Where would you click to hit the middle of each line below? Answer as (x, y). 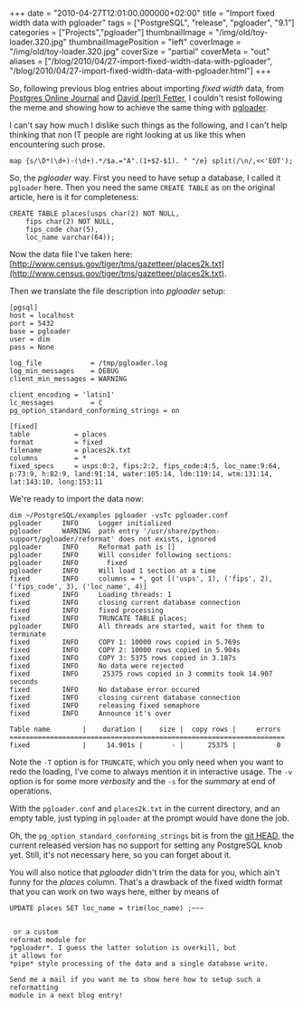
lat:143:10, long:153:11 (56, 482)
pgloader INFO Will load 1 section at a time (113, 571)
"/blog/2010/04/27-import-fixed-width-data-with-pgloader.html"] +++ (140, 71)
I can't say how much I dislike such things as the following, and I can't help (148, 125)
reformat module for (48, 940)
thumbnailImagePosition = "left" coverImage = (155, 42)
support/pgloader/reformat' (62, 539)
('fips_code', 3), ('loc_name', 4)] (78, 587)
